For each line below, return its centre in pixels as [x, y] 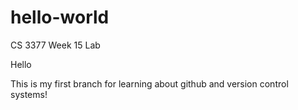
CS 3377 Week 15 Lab [55, 45]
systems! [29, 94]
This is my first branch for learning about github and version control [149, 83]
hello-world [60, 17]
